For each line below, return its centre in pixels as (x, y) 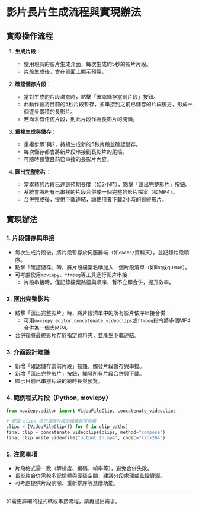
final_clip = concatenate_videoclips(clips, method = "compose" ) (86, 432)
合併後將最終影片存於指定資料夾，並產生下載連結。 (77, 335)
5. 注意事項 (22, 454)
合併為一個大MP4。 (48, 328)
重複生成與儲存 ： (36, 132)
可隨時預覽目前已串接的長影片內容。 (68, 159)
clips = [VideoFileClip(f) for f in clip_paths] (67, 427)
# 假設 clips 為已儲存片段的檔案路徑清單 (51, 421)
